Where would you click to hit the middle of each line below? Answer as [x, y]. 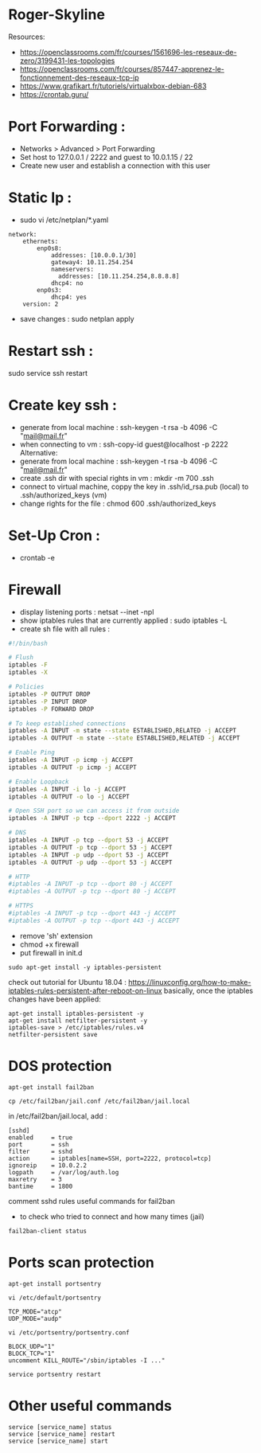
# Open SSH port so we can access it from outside [94, 811]
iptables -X [28, 673]
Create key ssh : [62, 405]
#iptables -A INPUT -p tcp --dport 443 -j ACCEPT [92, 913]
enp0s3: [49, 290]
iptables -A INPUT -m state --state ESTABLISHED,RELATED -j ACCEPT [123, 731]
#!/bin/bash [28, 643]
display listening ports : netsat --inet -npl [87, 611]
